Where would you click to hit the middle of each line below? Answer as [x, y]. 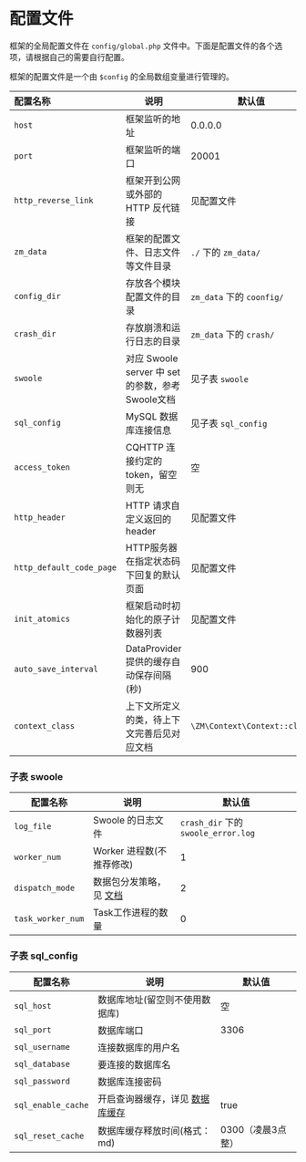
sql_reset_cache [49, 1136]
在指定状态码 [153, 561]
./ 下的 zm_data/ [226, 252]
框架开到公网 [153, 181]
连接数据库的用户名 [138, 1047]
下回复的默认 [153, 575]
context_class [45, 726]
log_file [33, 827]
